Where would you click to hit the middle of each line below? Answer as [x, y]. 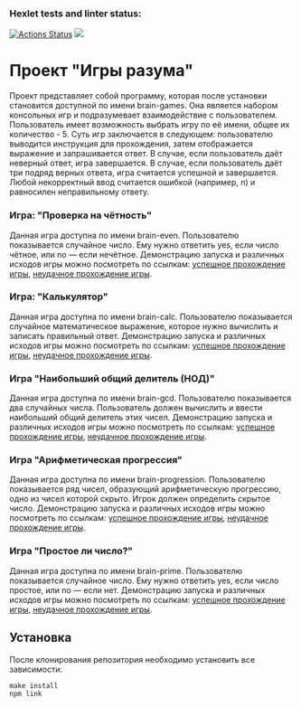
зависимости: [36, 669]
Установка [41, 638]
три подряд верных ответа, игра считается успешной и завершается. [144, 173]
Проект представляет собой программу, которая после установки [138, 96]
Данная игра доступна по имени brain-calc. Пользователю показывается [151, 316]
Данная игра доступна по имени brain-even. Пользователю [124, 235]
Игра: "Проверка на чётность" [80, 215]
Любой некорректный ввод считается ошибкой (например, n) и [132, 183]
